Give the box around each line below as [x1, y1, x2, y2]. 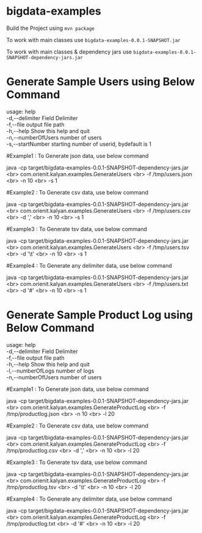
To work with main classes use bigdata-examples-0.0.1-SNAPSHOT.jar [6, 36, 181, 43]
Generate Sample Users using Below [6, 75, 195, 89]
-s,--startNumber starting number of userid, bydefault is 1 [6, 140, 151, 148]
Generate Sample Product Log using [6, 308, 193, 322]
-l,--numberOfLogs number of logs [6, 367, 95, 374]
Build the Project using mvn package [6, 24, 95, 32]
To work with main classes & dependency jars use [6, 48, 132, 55]
